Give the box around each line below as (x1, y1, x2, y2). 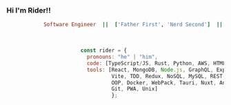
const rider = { (80, 47, 128, 54)
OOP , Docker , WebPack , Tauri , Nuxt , (111, 79, 217, 86)
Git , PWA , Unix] (111, 86, 158, 93)
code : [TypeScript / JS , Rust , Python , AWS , (86, 59, 211, 67)
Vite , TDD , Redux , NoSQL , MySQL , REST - (111, 73, 226, 79)
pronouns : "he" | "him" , (86, 54, 158, 61)
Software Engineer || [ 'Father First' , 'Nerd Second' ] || (43, 21, 223, 28)
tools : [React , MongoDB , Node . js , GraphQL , (86, 66, 214, 73)
